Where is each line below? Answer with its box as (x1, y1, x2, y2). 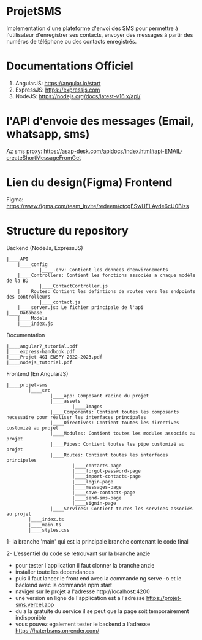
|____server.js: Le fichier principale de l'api (17, 304, 144, 311)
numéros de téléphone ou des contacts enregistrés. (6, 37, 137, 45)
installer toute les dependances (15, 568, 95, 576)
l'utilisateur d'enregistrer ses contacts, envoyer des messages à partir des (6, 31, 193, 38)
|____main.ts (28, 521, 62, 528)
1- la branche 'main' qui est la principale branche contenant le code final (6, 537, 189, 545)
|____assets (50, 398, 81, 404)
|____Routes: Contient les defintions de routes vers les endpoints (17, 288, 196, 294)
